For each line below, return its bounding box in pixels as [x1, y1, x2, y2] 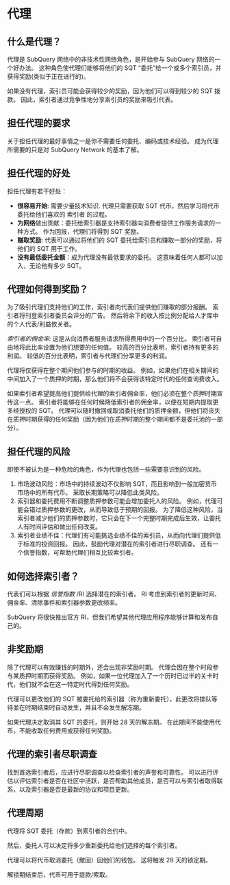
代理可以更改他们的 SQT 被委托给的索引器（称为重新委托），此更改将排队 [7, 694, 212, 703]
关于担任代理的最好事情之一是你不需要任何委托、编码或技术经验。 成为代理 [7, 136, 219, 145]
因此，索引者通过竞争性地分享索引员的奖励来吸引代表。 [20, 95, 177, 104]
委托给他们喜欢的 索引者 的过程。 [16, 210, 111, 218]
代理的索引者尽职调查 [7, 749, 97, 760]
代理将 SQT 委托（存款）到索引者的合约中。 [7, 827, 131, 835]
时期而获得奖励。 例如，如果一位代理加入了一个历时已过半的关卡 [30, 671, 213, 679]
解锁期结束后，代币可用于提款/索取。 [7, 870, 112, 878]
